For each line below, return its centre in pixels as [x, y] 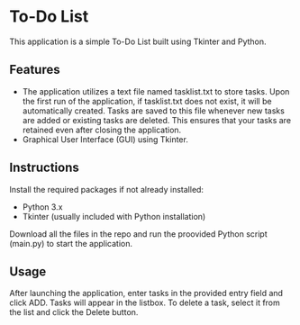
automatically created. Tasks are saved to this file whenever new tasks [154, 111]
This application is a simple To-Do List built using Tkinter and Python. [138, 41]
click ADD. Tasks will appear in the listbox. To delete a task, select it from [145, 302]
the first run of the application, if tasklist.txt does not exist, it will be [147, 101]
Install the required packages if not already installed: [107, 189]
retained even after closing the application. [102, 130]
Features [35, 70]
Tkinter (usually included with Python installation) [114, 216]
